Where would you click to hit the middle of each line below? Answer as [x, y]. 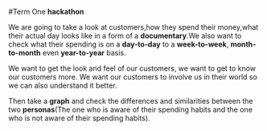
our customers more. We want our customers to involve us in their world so [133, 77]
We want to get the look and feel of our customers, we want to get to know [132, 68]
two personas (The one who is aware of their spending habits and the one [131, 109]
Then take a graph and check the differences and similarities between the [131, 101]
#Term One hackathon [46, 12]
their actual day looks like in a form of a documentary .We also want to [125, 36]
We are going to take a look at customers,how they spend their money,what [133, 27]
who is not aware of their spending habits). [79, 118]
